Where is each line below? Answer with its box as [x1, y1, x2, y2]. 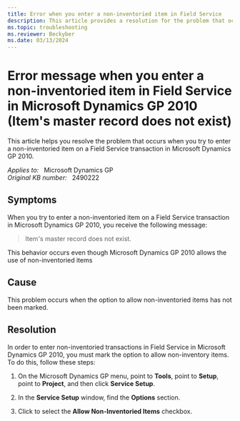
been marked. [7, 303, 49, 311]
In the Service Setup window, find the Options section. [17, 393, 181, 402]
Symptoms [7, 194, 57, 206]
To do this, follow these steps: [7, 357, 96, 366]
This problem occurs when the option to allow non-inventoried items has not [7, 295, 232, 304]
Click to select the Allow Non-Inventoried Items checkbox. [17, 407, 193, 415]
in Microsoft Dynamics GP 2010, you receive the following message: [7, 220, 208, 229]
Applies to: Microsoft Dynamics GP [7, 166, 114, 175]
